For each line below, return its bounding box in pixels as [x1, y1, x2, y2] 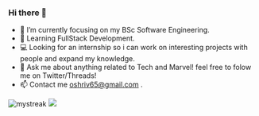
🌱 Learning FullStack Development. [19, 33, 135, 43]
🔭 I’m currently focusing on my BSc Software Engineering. [19, 25, 211, 35]
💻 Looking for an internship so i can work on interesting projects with [19, 43, 248, 52]
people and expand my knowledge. [19, 54, 135, 64]
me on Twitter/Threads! [19, 71, 97, 80]
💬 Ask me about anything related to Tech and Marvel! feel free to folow [19, 63, 252, 72]
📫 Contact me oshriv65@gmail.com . [19, 79, 143, 90]
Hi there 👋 [8, 7, 48, 18]
